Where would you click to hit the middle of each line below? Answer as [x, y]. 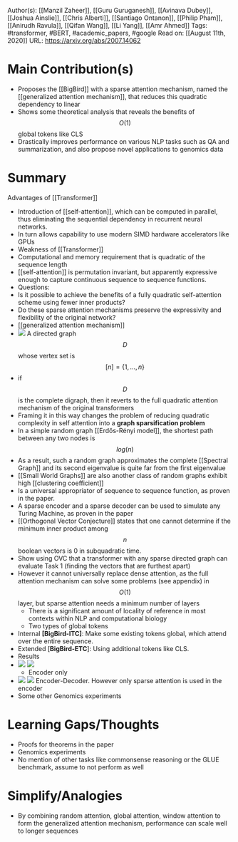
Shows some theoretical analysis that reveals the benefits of [106, 111]
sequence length [42, 264]
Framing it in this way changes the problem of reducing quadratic [114, 415]
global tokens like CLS [50, 134]
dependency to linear [49, 104]
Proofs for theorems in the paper [66, 744]
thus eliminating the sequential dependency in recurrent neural [110, 219]
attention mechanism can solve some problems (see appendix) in [114, 581]
